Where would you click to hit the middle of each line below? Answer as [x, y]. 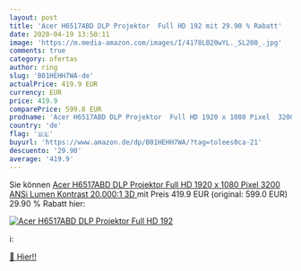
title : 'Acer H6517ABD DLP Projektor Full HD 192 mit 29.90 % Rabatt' [146, 26]
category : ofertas [43, 59]
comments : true [38, 51]
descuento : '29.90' [46, 150]
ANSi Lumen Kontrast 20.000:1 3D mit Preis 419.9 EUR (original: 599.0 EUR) [149, 194]
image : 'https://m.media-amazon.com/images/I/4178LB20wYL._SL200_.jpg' [146, 42]
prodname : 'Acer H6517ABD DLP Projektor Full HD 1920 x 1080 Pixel [140, 117]
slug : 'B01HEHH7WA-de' [52, 76]
